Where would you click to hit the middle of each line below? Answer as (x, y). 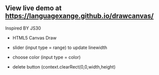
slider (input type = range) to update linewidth (60, 47)
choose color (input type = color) (46, 57)
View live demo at (33, 8)
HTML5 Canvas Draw (34, 37)
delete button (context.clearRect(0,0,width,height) (64, 66)
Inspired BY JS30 (23, 28)
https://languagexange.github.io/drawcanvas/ (79, 16)
